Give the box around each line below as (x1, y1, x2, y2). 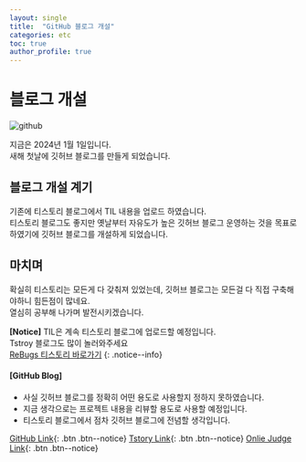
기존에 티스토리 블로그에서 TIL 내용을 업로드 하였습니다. (9, 205, 207, 216)
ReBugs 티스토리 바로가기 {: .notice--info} (9, 349, 163, 360)
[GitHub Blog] (9, 371, 62, 382)
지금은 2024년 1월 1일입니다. (9, 139, 111, 151)
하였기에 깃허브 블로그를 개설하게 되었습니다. (9, 228, 169, 239)
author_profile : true (9, 47, 92, 57)
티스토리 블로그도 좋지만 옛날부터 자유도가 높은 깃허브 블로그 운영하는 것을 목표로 (9, 216, 298, 228)
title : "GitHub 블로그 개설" (9, 22, 115, 31)
